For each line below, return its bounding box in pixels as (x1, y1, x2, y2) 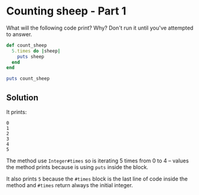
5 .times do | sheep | (11, 48, 61, 54)
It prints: (6, 109, 27, 115)
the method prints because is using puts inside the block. (6, 164, 149, 170)
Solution (6, 92, 39, 103)
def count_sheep (6, 42, 47, 48)
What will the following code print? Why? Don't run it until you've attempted (6, 24, 194, 31)
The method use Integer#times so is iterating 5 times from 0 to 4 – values (6, 157, 189, 164)
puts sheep (17, 53, 45, 60)
